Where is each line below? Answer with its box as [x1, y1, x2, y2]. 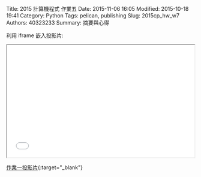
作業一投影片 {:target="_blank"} [6, 164, 83, 171]
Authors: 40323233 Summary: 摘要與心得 [6, 19, 110, 26]
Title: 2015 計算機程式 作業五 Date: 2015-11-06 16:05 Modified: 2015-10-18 [6, 5, 189, 12]
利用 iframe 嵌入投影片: [6, 32, 64, 39]
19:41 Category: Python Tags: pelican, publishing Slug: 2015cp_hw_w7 [6, 12, 180, 19]
